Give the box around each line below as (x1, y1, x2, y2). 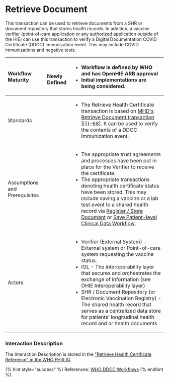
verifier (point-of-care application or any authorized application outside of (5, 31, 158, 37)
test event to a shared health (81, 201, 148, 208)
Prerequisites (8, 192, 39, 199)
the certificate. (81, 169, 116, 176)
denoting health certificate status (81, 182, 159, 189)
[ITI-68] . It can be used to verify (81, 120, 158, 127)
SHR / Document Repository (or (81, 288, 156, 295)
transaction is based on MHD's (81, 107, 154, 114)
